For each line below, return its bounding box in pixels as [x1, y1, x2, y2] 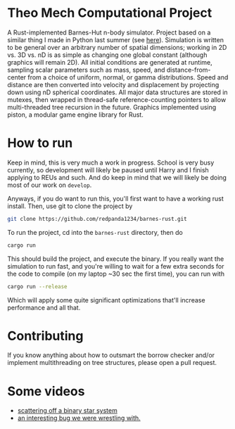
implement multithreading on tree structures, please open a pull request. [7, 359, 217, 367]
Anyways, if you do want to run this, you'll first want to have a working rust [7, 194, 224, 203]
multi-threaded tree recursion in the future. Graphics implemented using [7, 103, 217, 111]
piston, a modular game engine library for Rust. [7, 110, 144, 119]
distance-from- [166, 65, 211, 74]
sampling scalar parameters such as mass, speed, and [7, 65, 165, 74]
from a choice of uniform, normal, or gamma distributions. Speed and [27, 72, 229, 82]
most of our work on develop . [7, 181, 92, 189]
